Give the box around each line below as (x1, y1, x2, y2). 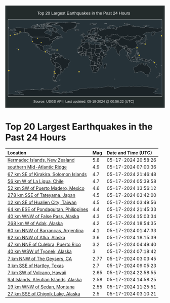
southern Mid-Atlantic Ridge (7, 164, 67, 170)
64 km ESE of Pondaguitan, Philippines (7, 206, 89, 212)
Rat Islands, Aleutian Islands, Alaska (7, 277, 82, 283)
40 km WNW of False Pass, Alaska (7, 213, 79, 220)
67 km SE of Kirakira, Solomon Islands (7, 171, 87, 177)
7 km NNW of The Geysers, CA (7, 255, 72, 262)
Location (7, 150, 27, 156)
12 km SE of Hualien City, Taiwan (7, 199, 77, 205)
